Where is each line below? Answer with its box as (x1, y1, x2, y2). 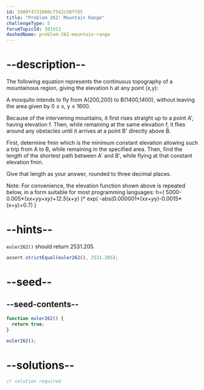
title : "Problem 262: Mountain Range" (6, 15, 105, 21)
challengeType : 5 (6, 20, 51, 26)
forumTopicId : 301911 (6, 26, 62, 32)
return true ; (12, 321, 45, 327)
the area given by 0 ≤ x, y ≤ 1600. (6, 103, 91, 110)
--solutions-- (6, 358, 75, 372)
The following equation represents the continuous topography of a (6, 78, 173, 85)
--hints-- (6, 223, 53, 237)
